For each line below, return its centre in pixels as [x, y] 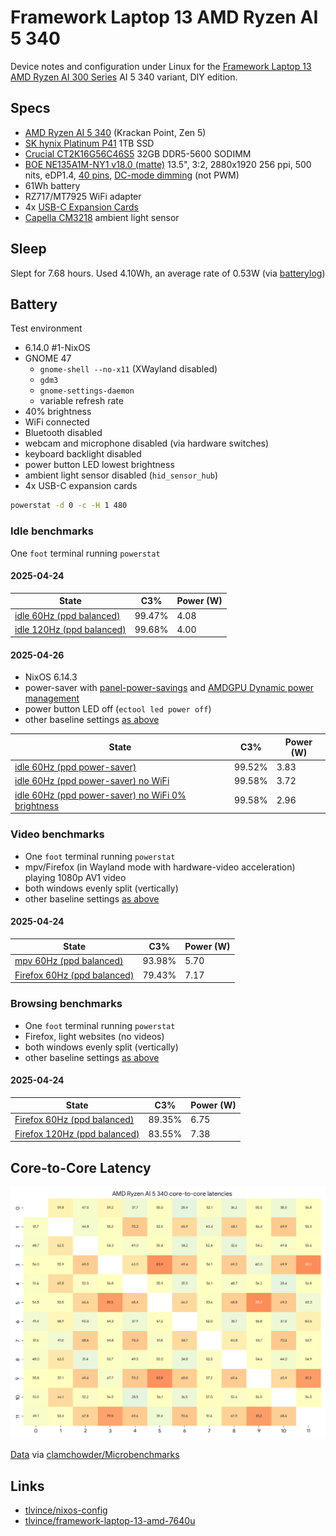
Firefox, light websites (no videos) [94, 1036]
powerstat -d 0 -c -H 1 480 [69, 506]
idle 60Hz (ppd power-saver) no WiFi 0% [100, 795]
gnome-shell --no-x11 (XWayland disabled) [128, 369]
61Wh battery [52, 185]
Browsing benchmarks [66, 1004]
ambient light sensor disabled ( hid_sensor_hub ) [121, 475]
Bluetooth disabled [63, 433]
